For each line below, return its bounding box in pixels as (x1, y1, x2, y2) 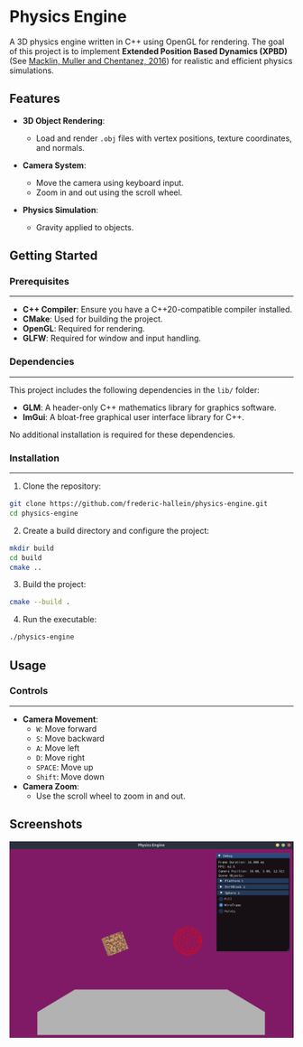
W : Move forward (35, 723, 97, 734)
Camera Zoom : (22, 781, 79, 791)
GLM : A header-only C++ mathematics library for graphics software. (22, 402, 277, 413)
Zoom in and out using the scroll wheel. (35, 187, 183, 198)
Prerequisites (9, 276, 69, 288)
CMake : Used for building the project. (22, 313, 163, 324)
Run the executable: (22, 614, 97, 625)
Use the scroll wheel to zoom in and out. (35, 790, 187, 801)
